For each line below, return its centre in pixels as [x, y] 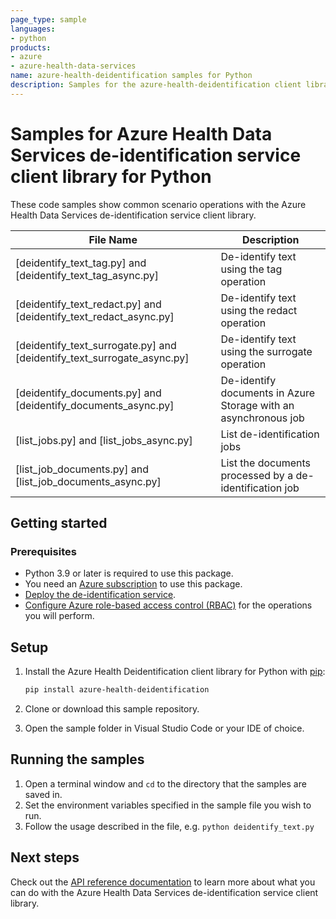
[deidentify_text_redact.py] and [88, 304]
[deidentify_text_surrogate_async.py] [102, 358]
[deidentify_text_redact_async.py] [95, 316]
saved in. [43, 794]
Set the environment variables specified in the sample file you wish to [168, 805]
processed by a [257, 475]
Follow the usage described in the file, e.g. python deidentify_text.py [169, 826]
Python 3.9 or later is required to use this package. [129, 573]
